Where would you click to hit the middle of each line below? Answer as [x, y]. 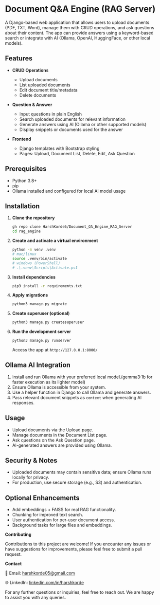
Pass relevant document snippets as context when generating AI [77, 397]
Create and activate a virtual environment [55, 241]
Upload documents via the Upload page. [53, 430]
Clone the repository [33, 218]
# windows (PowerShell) [36, 263]
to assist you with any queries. [36, 598]
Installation [22, 206]
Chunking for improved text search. [48, 515]
